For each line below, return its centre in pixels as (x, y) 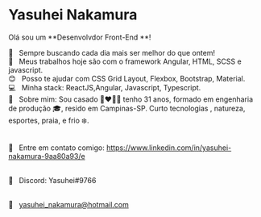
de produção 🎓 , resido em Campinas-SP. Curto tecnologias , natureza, (127, 108)
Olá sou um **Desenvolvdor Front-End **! (80, 37)
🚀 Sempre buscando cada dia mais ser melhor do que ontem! (112, 52)
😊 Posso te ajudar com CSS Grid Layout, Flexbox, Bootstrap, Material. (127, 78)
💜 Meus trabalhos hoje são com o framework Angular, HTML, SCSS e (125, 61)
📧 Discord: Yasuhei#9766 (52, 180)
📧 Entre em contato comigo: (56, 148)
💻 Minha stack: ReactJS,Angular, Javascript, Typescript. (105, 87)
